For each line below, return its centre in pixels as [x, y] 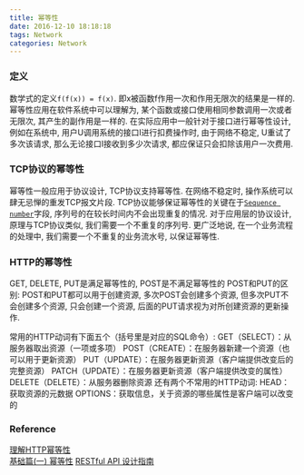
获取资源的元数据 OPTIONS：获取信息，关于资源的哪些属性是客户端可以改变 [152, 394]
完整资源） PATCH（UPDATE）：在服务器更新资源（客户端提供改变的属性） [148, 371]
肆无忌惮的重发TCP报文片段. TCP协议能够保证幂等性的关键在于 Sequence [143, 202]
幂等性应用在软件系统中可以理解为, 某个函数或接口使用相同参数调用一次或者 [151, 109]
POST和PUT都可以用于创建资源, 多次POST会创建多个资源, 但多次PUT [151, 295]
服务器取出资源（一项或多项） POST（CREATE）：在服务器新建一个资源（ [146, 348]
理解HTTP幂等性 [40, 450]
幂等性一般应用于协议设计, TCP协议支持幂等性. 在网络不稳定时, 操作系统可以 [151, 191]
